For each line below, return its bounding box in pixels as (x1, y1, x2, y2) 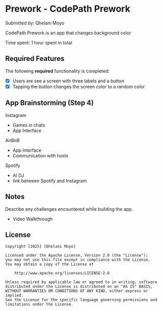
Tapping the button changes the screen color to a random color (12, 83, 145, 90)
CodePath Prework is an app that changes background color (5, 30, 132, 36)
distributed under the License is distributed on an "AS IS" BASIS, (5, 284, 153, 289)
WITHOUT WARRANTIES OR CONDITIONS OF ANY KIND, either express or (5, 289, 148, 294)
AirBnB (5, 137, 20, 143)
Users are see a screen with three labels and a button (12, 77, 125, 84)
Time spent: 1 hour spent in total (5, 39, 72, 46)
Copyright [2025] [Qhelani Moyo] (5, 244, 76, 249)
